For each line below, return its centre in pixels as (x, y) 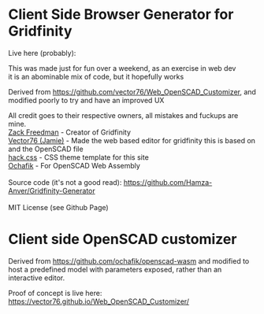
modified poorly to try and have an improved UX (86, 100)
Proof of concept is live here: (55, 293)
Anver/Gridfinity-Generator (52, 190)
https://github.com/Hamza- (168, 182)
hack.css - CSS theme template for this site (79, 157)
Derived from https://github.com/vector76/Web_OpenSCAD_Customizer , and (132, 91)
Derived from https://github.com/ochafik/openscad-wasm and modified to (129, 260)
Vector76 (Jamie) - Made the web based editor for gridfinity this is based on (132, 140)
